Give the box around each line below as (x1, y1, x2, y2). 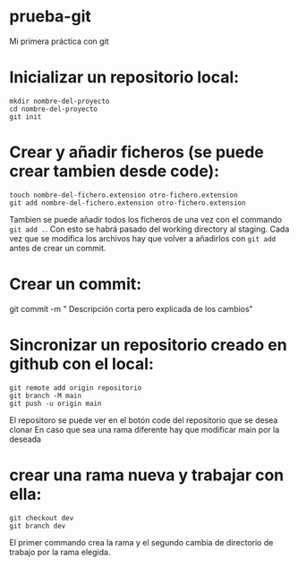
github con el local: (9, 353, 155, 374)
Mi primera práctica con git (9, 36, 109, 46)
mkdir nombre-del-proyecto (9, 97, 110, 106)
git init (9, 112, 42, 122)
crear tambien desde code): (9, 161, 220, 182)
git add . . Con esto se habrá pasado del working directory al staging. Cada (9, 224, 290, 234)
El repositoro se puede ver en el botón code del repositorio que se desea (9, 414, 278, 426)
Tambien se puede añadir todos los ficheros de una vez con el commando (9, 214, 283, 224)
